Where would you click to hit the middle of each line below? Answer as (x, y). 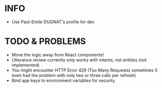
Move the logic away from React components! (58, 55)
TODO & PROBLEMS (45, 41)
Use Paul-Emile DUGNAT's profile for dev (53, 22)
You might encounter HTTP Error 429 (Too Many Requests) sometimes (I (84, 70)
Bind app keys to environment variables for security (63, 80)
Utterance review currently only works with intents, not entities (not (79, 60)
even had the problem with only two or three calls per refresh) (74, 75)
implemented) (26, 65)
